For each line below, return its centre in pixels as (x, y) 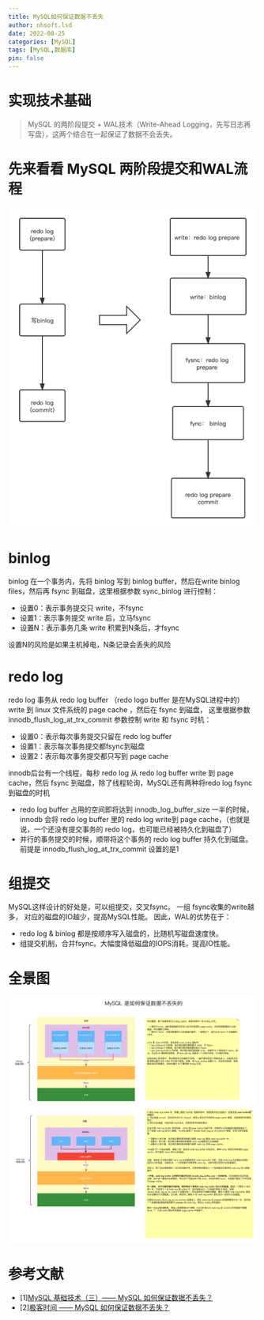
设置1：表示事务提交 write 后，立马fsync (85, 617)
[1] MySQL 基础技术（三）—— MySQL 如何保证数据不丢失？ (116, 1297)
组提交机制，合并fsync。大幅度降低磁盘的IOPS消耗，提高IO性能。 (127, 944)
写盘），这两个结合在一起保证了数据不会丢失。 (102, 134)
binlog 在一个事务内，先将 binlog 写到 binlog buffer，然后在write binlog (124, 581)
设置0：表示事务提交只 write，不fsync (81, 608)
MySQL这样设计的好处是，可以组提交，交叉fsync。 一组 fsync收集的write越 (131, 907)
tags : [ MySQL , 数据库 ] (42, 50)
